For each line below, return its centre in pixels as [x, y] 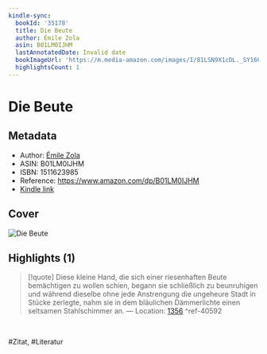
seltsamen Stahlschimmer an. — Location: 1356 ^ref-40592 [125, 311]
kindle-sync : [30, 16]
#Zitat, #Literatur [36, 342]
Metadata [33, 136]
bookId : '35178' [42, 23]
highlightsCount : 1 [48, 68]
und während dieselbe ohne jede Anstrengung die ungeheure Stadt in [142, 294]
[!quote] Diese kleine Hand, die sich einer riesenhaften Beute [127, 277]
